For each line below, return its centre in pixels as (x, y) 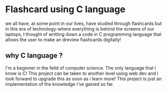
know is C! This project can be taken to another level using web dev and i (82, 73)
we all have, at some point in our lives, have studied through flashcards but (83, 23)
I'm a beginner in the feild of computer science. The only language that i (81, 68)
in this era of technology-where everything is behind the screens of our (80, 28)
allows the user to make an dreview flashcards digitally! (63, 40)
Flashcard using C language (65, 9)
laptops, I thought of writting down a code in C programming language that (83, 34)
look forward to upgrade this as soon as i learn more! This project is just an (83, 79)
